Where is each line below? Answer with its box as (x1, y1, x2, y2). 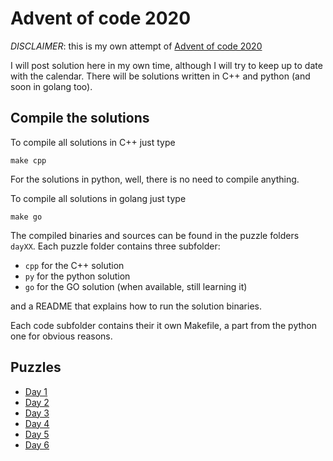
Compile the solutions (10, 110, 150, 127)
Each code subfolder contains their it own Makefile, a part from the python (10, 319, 317, 331)
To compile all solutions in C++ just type (10, 136, 176, 148)
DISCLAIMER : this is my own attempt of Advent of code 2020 (10, 40, 263, 52)
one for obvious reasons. (10, 330, 113, 342)
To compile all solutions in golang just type (10, 192, 187, 204)
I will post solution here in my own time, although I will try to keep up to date (10, 59, 323, 71)
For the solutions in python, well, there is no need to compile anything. (10, 173, 300, 185)
